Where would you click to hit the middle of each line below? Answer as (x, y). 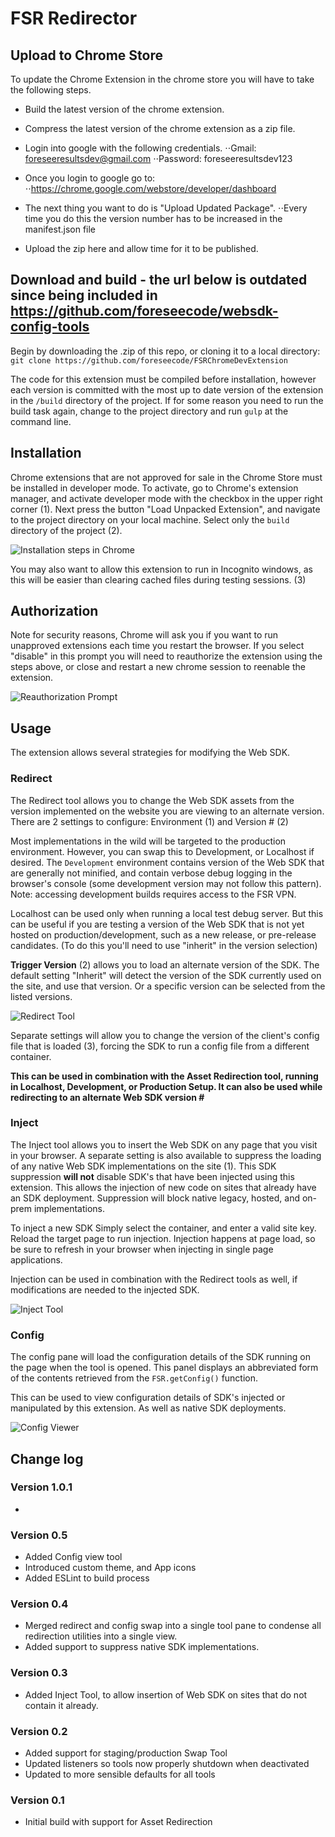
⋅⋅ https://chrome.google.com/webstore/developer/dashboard (150, 188)
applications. (36, 1259)
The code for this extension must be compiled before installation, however (163, 379)
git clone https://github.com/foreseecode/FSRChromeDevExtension (149, 360)
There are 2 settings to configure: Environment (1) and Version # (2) (149, 821)
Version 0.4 (39, 1604)
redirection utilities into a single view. (101, 1636)
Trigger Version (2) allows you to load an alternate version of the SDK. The (165, 964)
